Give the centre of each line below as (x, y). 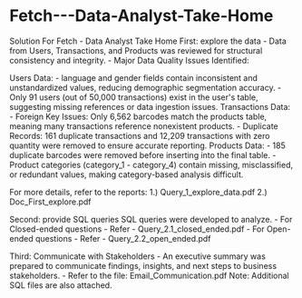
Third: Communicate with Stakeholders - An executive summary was (137, 256)
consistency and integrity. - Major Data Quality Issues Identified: (129, 60)
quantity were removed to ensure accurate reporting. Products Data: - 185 (147, 145)
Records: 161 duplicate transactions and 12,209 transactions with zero (140, 135)
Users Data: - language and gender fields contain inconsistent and (134, 77)
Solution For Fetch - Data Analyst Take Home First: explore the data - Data (148, 41)
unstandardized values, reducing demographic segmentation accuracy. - (146, 87)
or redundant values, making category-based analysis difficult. (127, 174)
